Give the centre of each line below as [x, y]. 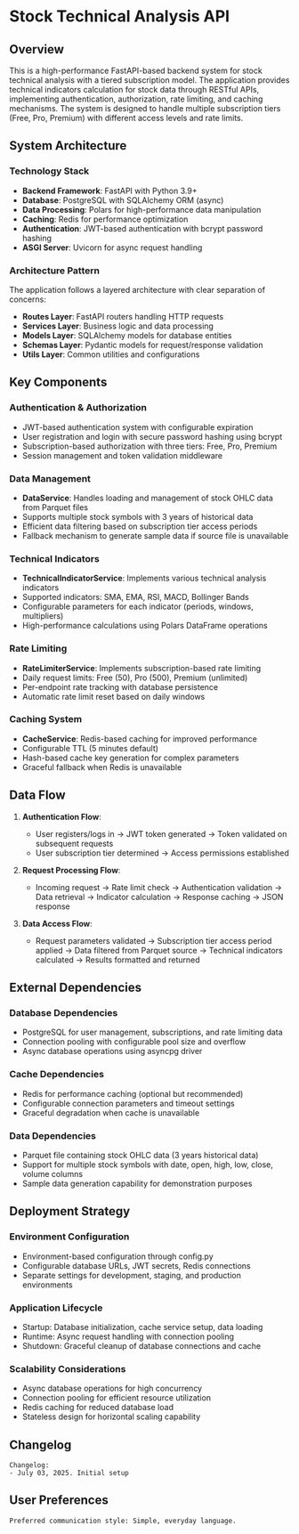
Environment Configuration [69, 1237]
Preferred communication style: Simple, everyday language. [123, 1521]
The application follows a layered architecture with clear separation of [137, 289]
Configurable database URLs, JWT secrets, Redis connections [136, 1265]
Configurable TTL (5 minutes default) [90, 748]
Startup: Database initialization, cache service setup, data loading [142, 1327]
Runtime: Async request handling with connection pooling [128, 1336]
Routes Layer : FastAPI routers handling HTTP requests [123, 316]
